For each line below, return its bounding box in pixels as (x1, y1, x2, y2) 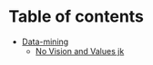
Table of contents (8, 6, 145, 27)
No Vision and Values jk (35, 45, 125, 56)
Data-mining (21, 36, 69, 47)
